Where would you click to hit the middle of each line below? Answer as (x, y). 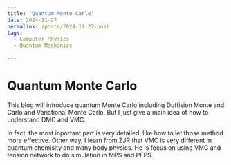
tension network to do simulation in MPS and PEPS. (80, 155)
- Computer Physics (41, 39)
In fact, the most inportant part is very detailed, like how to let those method (115, 133)
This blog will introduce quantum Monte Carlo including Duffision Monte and (116, 105)
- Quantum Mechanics (43, 46)
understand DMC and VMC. (47, 119)
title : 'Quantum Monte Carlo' (51, 13)
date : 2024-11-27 (32, 20)
